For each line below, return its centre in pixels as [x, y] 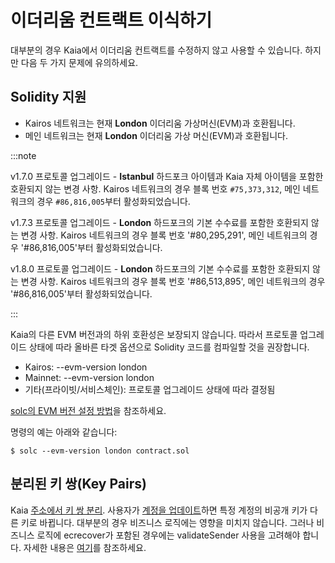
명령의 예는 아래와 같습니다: [64, 432]
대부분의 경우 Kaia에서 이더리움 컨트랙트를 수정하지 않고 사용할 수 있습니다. [156, 50]
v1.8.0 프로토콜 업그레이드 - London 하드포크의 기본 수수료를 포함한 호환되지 [160, 268]
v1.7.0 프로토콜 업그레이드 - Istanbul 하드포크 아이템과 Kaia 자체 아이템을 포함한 [167, 176]
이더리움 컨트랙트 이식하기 [111, 20]
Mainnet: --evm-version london [89, 377]
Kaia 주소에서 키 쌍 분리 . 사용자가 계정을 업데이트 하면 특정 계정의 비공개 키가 [159, 510]
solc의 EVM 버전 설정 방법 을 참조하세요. [88, 410]
